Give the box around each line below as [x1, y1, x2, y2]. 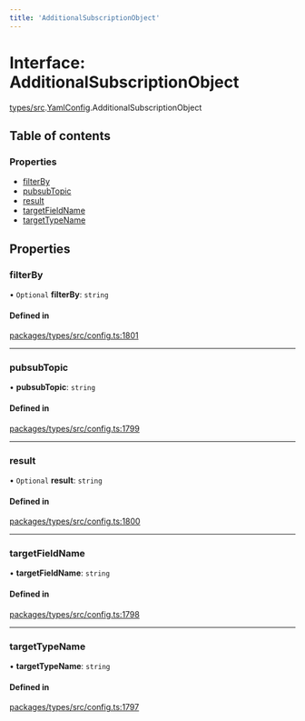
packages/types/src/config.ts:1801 [9, 330, 139, 341]
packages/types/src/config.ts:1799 [9, 423, 141, 434]
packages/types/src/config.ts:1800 [9, 516, 141, 527]
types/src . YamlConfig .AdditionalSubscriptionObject [9, 102, 202, 113]
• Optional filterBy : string [9, 288, 109, 300]
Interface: [9, 52, 86, 73]
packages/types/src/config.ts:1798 [9, 608, 141, 619]
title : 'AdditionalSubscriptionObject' [9, 13, 161, 23]
